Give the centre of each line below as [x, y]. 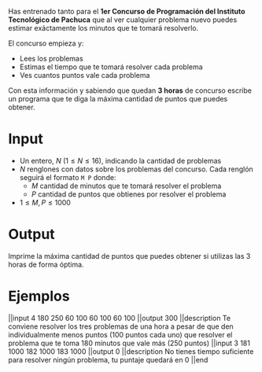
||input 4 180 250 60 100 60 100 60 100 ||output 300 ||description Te [119, 318]
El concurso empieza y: [46, 43]
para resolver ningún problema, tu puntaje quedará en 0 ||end [108, 359]
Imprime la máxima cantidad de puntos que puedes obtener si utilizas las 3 [129, 256]
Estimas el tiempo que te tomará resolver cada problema [111, 67]
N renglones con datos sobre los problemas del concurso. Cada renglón [136, 169]
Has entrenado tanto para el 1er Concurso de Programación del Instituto [127, 11]
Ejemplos [39, 296]
